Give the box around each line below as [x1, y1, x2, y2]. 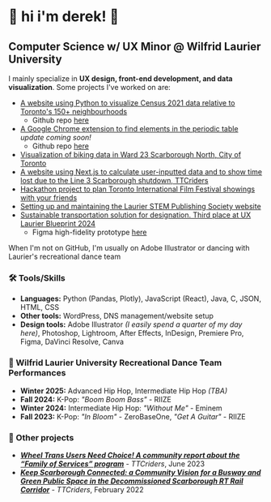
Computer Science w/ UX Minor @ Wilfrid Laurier [8, 40, 261, 54]
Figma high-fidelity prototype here [32, 227, 147, 237]
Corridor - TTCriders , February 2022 [19, 484, 144, 494]
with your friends [19, 193, 78, 202]
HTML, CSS [19, 302, 59, 312]
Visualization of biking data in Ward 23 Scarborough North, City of [19, 150, 241, 159]
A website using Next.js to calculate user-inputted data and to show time [19, 167, 263, 177]
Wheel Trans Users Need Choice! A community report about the [19, 450, 240, 460]
